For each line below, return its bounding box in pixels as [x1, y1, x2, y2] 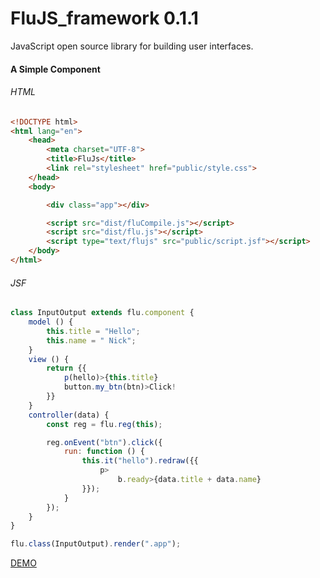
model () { [28, 317, 74, 327]
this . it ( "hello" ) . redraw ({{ [81, 456, 199, 466]
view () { [28, 354, 70, 364]
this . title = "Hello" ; [46, 326, 141, 336]
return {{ [46, 363, 87, 374]
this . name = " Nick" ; [46, 335, 137, 346]
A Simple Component [10, 63, 101, 75]
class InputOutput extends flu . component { [10, 308, 195, 318]
